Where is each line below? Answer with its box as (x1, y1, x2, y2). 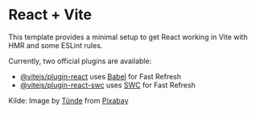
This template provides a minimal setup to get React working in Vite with (8, 32, 248, 42)
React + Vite (8, 6, 93, 24)
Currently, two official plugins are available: (8, 56, 152, 66)
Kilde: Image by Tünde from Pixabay (8, 95, 129, 105)
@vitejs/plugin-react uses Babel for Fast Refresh (19, 71, 182, 81)
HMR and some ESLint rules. (8, 40, 103, 50)
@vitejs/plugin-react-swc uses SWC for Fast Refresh (19, 80, 196, 90)
